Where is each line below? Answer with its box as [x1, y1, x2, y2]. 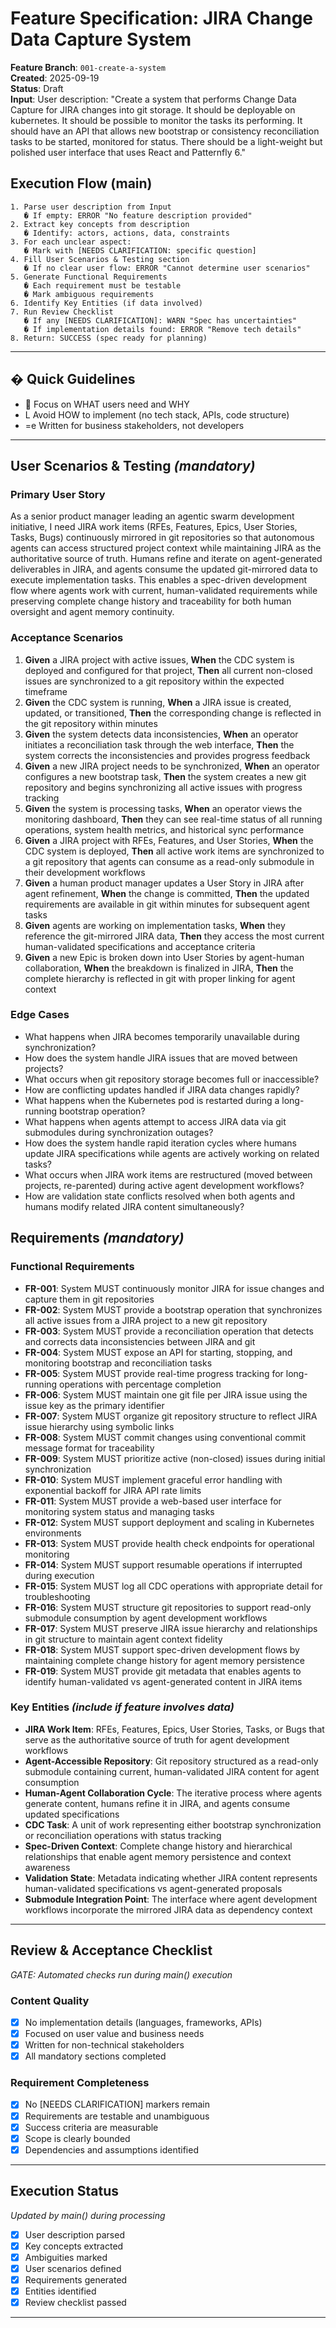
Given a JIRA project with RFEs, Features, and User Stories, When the [24, 834, 314, 846]
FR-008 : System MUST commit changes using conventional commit [24, 1431, 307, 1443]
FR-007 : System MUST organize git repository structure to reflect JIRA [24, 1410, 318, 1422]
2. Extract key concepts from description [10, 219, 190, 229]
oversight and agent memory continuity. [10, 606, 175, 618]
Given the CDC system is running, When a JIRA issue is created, [24, 696, 292, 708]
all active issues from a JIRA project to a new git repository [24, 1314, 268, 1326]
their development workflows [24, 866, 146, 878]
